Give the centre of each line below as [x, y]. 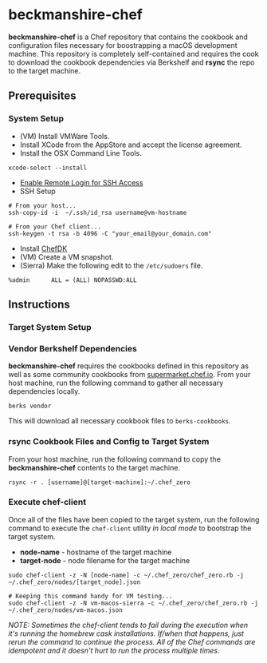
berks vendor [30, 406]
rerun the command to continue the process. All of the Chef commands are [132, 641]
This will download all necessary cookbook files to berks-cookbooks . [120, 421]
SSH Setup [37, 191]
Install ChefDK [43, 248]
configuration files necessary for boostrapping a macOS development [123, 45]
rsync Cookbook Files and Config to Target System [109, 442]
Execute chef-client [47, 502]
